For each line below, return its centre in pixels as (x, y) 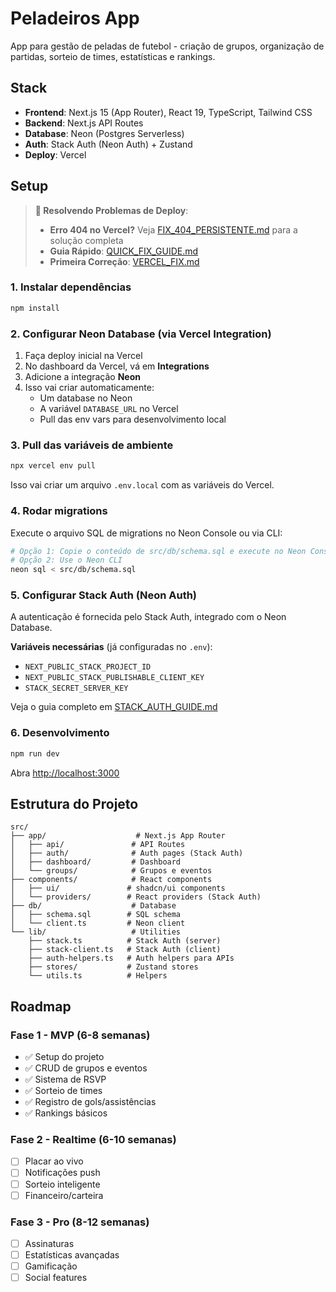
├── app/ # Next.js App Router (118, 836)
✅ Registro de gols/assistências (90, 1102)
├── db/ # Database (93, 906)
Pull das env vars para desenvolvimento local (133, 419)
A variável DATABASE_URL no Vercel (109, 409)
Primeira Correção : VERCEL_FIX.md (124, 261)
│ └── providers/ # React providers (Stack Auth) (136, 897)
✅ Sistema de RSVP (65, 1079)
